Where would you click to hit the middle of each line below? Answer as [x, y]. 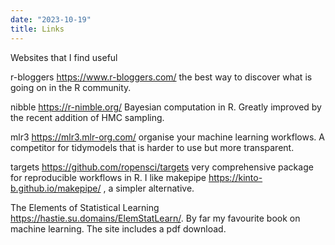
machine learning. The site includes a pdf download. [118, 228]
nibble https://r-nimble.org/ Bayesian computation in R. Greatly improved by [166, 107]
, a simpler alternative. [149, 188]
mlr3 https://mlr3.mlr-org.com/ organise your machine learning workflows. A [167, 137]
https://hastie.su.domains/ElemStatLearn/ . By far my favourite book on [155, 218]
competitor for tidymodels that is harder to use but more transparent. [152, 147]
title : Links [37, 29]
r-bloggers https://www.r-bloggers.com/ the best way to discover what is [161, 77]
